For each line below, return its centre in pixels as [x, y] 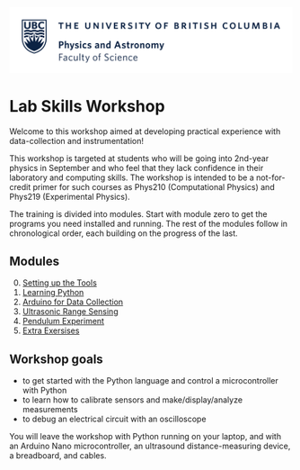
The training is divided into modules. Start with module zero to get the [138, 213]
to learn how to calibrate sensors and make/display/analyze [132, 400]
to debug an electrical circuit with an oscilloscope [114, 419]
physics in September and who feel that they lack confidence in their [137, 167]
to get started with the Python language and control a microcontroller [150, 381]
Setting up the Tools [59, 283]
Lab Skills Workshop [87, 106]
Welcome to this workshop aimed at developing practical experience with [145, 131]
